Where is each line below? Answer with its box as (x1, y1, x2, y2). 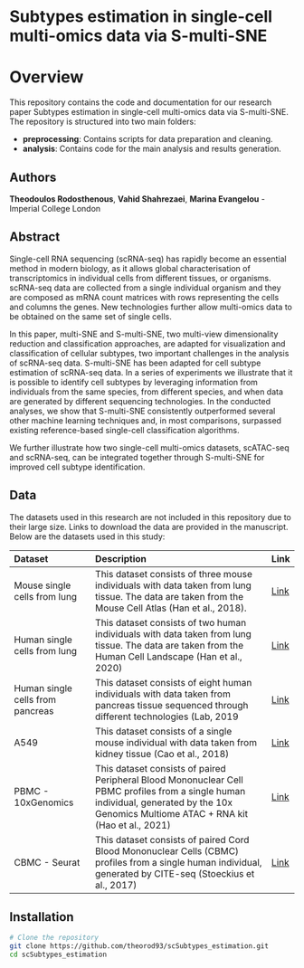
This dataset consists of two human (94, 616, 247, 629)
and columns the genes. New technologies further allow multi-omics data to (9, 301, 292, 312)
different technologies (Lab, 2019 (94, 710, 239, 723)
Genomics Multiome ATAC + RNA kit (94, 807, 249, 820)
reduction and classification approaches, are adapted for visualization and (9, 337, 286, 349)
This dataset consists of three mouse (94, 567, 253, 580)
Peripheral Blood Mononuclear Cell (94, 773, 244, 786)
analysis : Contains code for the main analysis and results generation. (22, 143, 282, 155)
